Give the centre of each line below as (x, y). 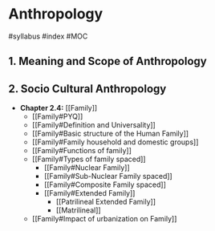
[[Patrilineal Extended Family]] (106, 202)
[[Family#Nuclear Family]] (87, 168)
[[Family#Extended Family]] (89, 193)
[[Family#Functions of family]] (82, 151)
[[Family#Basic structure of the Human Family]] (110, 134)
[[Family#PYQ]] (57, 116)
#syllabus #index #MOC (48, 36)
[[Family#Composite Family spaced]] (105, 184)
